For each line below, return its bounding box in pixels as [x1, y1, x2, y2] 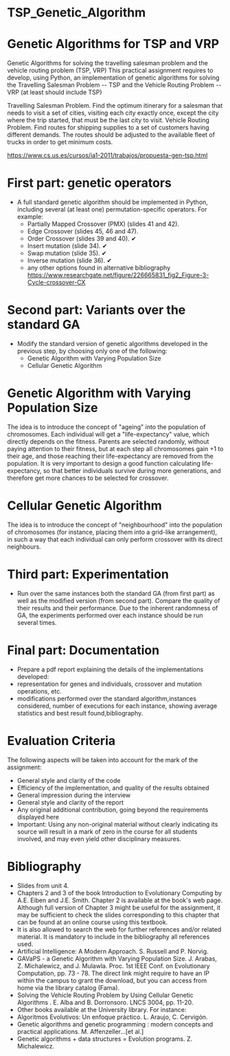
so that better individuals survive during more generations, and [43, 466, 221, 474]
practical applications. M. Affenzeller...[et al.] [16, 1027, 144, 1035]
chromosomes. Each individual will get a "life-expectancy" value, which [7, 430, 209, 438]
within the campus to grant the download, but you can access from [16, 976, 207, 985]
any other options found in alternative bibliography [27, 264, 170, 272]
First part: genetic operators [7, 175, 172, 191]
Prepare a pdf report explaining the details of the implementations [16, 665, 204, 674]
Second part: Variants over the [7, 302, 186, 318]
